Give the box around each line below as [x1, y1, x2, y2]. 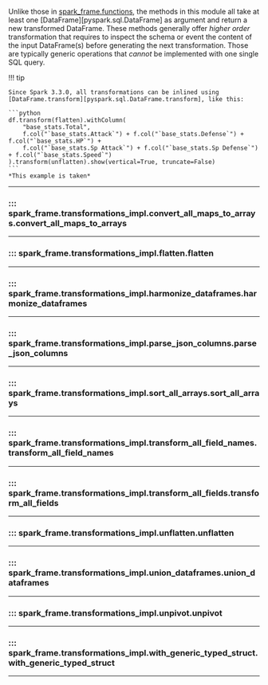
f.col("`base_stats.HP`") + [8, 137, 102, 145]
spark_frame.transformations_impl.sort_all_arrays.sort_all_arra [8, 388, 260, 399]
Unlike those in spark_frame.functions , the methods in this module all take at [8, 7, 260, 16]
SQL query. [8, 57, 45, 67]
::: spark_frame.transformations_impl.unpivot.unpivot [8, 607, 223, 618]
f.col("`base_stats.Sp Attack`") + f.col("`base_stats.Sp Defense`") [22, 144, 259, 152]
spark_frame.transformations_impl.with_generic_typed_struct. [8, 647, 258, 658]
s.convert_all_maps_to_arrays [8, 217, 128, 229]
